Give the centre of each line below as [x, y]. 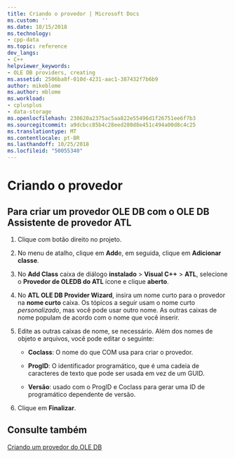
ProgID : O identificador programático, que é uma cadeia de [114, 366]
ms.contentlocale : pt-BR [43, 138]
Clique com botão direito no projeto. [69, 239]
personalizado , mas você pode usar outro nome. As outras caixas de [117, 310]
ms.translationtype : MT [42, 131]
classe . [28, 260]
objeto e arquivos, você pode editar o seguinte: [86, 339]
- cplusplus [25, 105]
